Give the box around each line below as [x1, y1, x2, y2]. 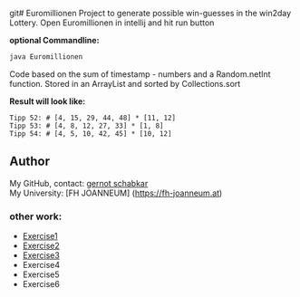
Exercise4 [22, 259, 61, 270]
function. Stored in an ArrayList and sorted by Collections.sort [9, 78, 241, 89]
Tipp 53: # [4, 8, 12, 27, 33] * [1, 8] [9, 121, 165, 130]
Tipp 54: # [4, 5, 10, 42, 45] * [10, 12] [9, 129, 172, 139]
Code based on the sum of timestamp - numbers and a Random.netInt [9, 68, 271, 80]
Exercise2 [22, 240, 61, 251]
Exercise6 [22, 278, 61, 289]
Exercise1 [22, 230, 58, 241]
